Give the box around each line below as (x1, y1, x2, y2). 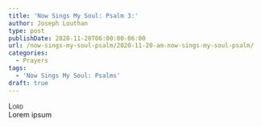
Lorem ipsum (8, 109, 52, 119)
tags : (8, 64, 27, 72)
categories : (8, 49, 48, 57)
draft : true (8, 79, 48, 87)
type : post (8, 27, 45, 35)
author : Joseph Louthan (8, 19, 89, 27)
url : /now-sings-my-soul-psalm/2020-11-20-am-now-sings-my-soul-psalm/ (8, 42, 254, 50)
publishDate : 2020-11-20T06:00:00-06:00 (8, 34, 147, 43)
